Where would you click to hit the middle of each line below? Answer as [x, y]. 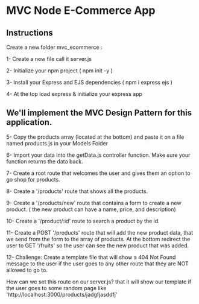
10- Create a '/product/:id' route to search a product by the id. [83, 221]
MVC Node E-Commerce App [81, 11]
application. [29, 122]
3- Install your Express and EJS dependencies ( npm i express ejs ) [90, 82]
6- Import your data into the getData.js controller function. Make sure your [98, 155]
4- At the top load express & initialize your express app [74, 94]
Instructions [30, 33]
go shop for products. [33, 179]
